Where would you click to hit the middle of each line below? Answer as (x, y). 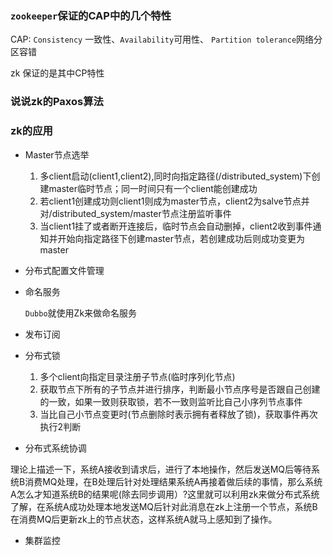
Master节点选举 (57, 154)
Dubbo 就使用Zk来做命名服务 (81, 313)
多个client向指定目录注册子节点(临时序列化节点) (137, 376)
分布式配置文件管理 (64, 270)
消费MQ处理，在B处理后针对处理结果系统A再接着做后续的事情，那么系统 (173, 481)
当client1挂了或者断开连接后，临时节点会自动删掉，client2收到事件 (176, 226)
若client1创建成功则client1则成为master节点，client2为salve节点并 (174, 201)
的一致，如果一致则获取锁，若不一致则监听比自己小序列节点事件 (171, 401)
